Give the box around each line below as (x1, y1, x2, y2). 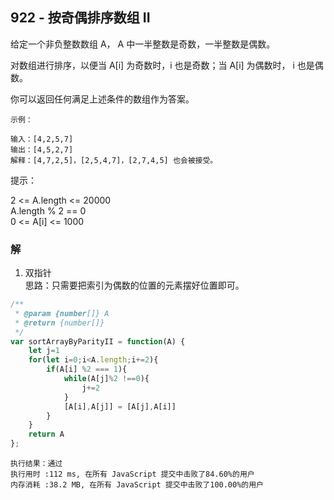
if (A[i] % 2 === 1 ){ (46, 364, 128, 375)
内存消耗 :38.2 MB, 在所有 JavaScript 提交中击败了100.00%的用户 (10, 480, 265, 490)
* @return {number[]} (14, 318, 105, 328)
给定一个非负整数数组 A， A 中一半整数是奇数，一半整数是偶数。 (10, 38, 276, 50)
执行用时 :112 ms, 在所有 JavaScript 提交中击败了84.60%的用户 (10, 469, 255, 480)
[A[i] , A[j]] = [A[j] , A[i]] (63, 401, 177, 412)
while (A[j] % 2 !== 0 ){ (63, 374, 150, 384)
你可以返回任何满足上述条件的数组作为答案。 (10, 93, 195, 105)
